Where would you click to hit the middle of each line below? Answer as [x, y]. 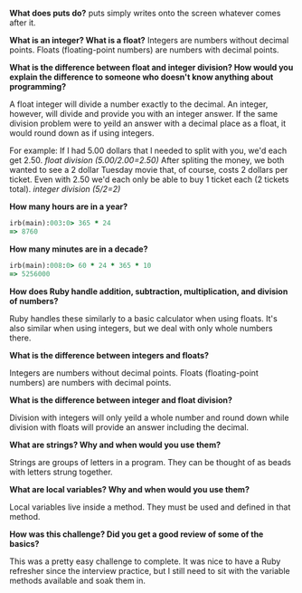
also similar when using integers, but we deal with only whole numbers [141, 328]
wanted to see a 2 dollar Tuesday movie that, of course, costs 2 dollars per [149, 170]
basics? [24, 543]
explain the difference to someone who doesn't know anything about [142, 77]
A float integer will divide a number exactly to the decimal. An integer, [139, 104]
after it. [23, 23]
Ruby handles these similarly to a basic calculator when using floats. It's [143, 318]
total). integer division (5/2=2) [65, 189]
